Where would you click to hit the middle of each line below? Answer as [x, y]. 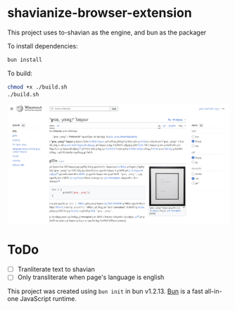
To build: [20, 73]
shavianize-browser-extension [100, 13]
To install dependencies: [43, 46]
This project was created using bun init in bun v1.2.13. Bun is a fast [105, 291]
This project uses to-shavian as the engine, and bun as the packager [107, 32]
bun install [25, 60]
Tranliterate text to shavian [56, 269]
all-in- [213, 291]
